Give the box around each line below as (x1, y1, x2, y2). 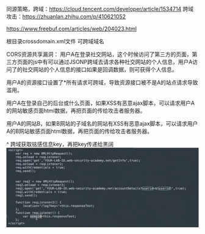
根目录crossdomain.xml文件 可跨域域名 (6, 38, 105, 44)
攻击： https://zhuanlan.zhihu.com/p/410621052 (6, 13, 126, 20)
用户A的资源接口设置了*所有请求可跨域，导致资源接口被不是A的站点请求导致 (6, 79, 198, 86)
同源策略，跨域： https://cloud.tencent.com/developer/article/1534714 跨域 (6, 5, 194, 12)
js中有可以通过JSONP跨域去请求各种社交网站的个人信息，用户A (32, 58, 193, 65)
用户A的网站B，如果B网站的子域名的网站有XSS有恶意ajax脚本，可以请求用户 (6, 120, 198, 127)
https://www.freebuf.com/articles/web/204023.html (6, 25, 137, 32)
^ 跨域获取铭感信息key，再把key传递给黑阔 (6, 141, 114, 147)
